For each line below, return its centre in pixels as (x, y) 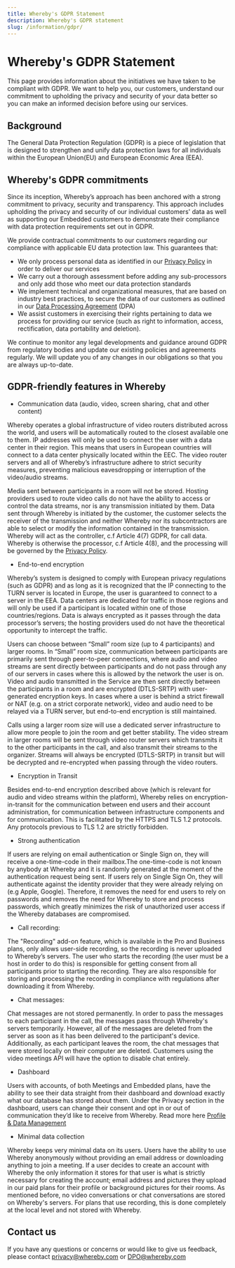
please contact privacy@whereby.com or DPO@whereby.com (96, 1256)
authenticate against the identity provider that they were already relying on (115, 884)
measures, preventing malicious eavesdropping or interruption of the (107, 469)
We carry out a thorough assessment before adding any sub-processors (122, 276)
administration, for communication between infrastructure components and (116, 812)
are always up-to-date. (40, 364)
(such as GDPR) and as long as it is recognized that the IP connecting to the (117, 585)
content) (30, 411)
